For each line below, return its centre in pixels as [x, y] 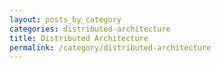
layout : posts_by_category [65, 19]
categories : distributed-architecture [90, 29]
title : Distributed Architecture [79, 38]
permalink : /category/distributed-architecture [110, 47]
